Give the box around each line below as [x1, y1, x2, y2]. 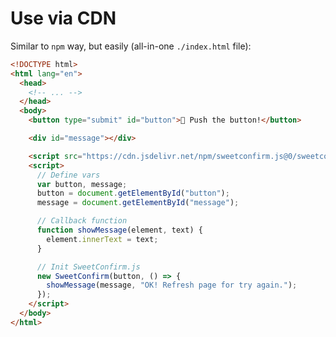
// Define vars [36, 170, 101, 180]
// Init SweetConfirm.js [36, 262, 141, 272]
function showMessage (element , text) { [36, 225, 203, 236]
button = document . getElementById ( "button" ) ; [36, 188, 230, 199]
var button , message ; [36, 179, 128, 189]
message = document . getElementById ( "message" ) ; [36, 198, 240, 208]
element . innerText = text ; [46, 234, 159, 244]
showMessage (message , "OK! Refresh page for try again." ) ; [46, 280, 298, 291]
